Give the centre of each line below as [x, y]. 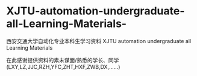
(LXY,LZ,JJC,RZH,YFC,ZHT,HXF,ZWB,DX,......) [63, 66]
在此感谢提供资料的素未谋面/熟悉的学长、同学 [63, 60]
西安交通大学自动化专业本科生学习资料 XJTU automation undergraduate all [99, 41]
